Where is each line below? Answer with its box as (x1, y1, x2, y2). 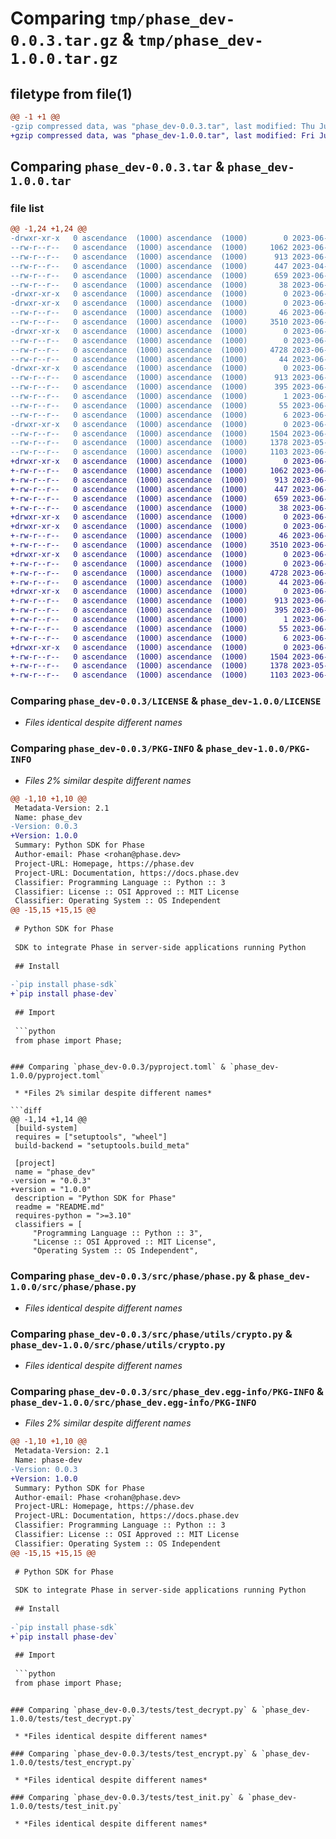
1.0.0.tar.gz (10, 50, 118, 69)
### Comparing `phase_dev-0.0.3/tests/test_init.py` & (10, 1792, 244, 1802)
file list (10, 201, 45, 215)
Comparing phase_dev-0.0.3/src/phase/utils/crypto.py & (10, 1327, 293, 1341)
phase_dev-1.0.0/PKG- (205, 743, 311, 755)
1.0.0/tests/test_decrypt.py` (10, 1713, 137, 1724)
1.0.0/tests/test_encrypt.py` (10, 1757, 137, 1767)
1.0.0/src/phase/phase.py (10, 1282, 137, 1293)
